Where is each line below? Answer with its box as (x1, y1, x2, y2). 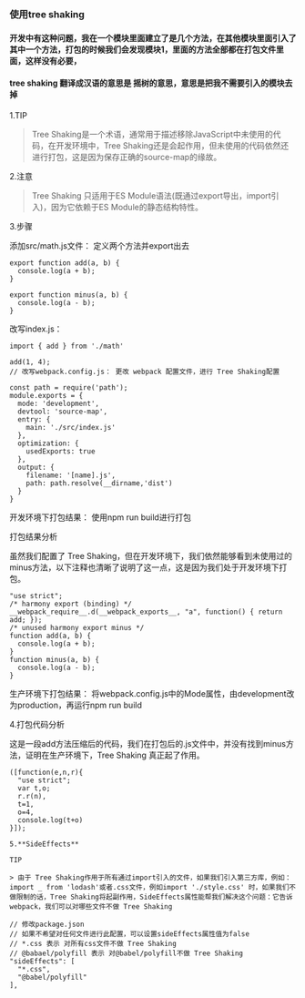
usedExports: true (25, 446, 96, 456)
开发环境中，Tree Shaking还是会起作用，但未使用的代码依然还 (56, 139, 290, 151)
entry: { (17, 414, 51, 424)
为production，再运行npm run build (9, 699, 143, 710)
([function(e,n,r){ (9, 768, 84, 777)
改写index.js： (9, 323, 63, 334)
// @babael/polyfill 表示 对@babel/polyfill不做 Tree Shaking (9, 949, 244, 958)
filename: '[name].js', (25, 471, 117, 480)
